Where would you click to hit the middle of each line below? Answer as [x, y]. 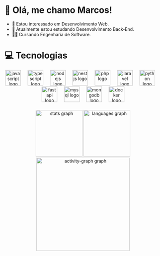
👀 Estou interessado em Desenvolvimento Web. [60, 24]
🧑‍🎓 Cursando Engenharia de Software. [51, 34]
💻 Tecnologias [36, 55]
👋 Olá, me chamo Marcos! [58, 10]
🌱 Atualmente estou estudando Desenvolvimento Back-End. [73, 29]
